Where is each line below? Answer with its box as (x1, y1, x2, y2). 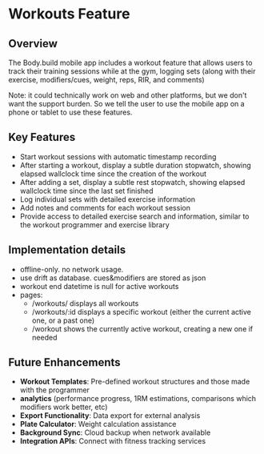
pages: (19, 290, 43, 299)
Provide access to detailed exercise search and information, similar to (19, 211, 250, 221)
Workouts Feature (8, 5, 130, 23)
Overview (8, 37, 58, 50)
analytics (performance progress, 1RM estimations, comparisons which (19, 394, 257, 404)
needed (31, 332, 58, 342)
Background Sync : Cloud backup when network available (19, 428, 211, 437)
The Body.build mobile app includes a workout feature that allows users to (8, 58, 253, 67)
